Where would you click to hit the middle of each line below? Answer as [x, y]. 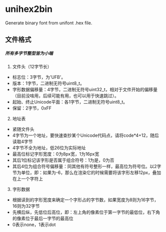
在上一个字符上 [28, 179]
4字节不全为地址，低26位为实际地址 [49, 148]
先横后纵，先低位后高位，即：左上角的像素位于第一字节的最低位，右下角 [86, 212]
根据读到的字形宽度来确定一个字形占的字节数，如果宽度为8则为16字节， [85, 200]
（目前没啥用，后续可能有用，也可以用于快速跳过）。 [65, 96]
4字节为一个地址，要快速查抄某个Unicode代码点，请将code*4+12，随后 [86, 135]
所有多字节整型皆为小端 [29, 53]
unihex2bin [29, 9]
